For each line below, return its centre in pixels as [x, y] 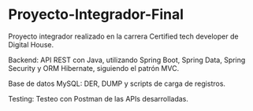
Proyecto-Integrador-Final [96, 15]
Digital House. [31, 44]
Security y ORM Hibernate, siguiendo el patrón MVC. [94, 68]
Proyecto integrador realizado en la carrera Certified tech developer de [123, 36]
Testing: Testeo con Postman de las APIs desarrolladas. [99, 98]
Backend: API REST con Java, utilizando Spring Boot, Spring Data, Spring [127, 60]
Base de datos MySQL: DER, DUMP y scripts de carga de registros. [117, 83]
